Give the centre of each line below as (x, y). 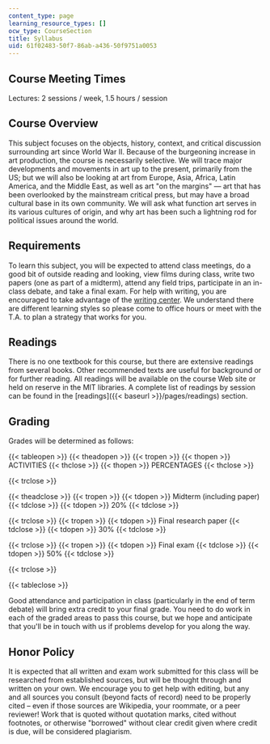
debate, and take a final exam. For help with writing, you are (127, 291)
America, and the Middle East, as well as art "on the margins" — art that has (135, 186)
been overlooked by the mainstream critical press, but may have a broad (129, 194)
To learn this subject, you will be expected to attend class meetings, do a (130, 265)
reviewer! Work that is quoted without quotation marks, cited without (122, 714)
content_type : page (41, 16)
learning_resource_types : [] (57, 23)
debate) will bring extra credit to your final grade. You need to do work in (129, 609)
